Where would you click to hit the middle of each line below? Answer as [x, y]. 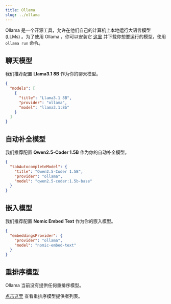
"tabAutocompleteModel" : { [39, 167]
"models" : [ [23, 88]
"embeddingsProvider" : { [36, 236]
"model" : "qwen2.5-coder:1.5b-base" [54, 181]
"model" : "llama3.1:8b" [44, 107]
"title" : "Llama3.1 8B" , [45, 98]
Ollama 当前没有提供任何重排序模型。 [45, 285]
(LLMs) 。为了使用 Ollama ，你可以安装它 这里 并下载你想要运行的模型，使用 [86, 36]
